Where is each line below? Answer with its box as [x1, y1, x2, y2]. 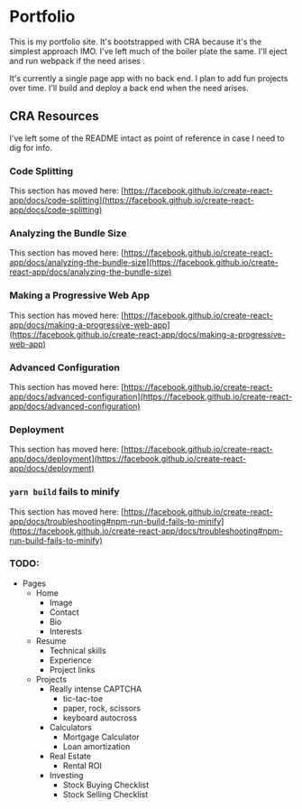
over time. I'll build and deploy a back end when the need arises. [9, 82, 250, 93]
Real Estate [49, 750, 92, 761]
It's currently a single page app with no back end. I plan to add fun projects [9, 72, 288, 83]
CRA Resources [9, 108, 99, 124]
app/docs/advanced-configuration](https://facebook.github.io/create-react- [9, 391, 293, 402]
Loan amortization [62, 740, 131, 751]
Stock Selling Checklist [62, 788, 149, 800]
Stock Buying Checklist [62, 779, 150, 790]
